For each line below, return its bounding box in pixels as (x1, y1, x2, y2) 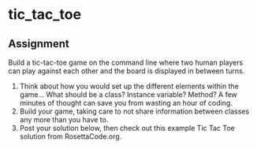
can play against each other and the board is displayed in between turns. (8, 66, 245, 76)
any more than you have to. (19, 115, 109, 124)
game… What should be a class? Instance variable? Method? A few (19, 90, 238, 99)
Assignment (8, 37, 69, 50)
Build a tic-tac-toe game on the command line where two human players (8, 58, 244, 67)
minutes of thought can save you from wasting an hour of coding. (19, 99, 233, 107)
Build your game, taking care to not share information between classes (19, 106, 250, 116)
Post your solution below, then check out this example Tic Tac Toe (19, 124, 235, 132)
